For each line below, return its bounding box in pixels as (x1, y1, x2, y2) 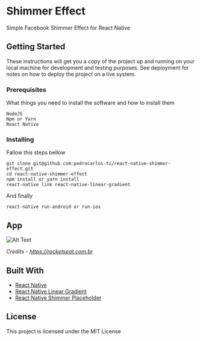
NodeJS (6, 111, 23, 117)
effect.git (6, 166, 34, 172)
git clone (6, 161, 31, 167)
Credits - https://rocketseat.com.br (6, 248, 93, 255)
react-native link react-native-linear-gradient (6, 182, 131, 188)
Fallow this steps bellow (6, 149, 66, 156)
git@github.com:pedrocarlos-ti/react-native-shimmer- (33, 161, 171, 167)
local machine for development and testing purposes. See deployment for (6, 64, 189, 71)
